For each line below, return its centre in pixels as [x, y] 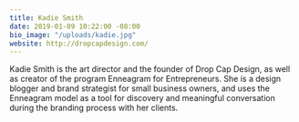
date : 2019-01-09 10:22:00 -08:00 [75, 26]
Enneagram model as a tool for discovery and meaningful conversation [142, 98]
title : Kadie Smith [46, 18]
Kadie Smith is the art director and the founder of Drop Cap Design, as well [150, 69]
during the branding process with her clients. [94, 108]
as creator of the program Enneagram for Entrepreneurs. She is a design [145, 79]
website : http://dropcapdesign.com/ [79, 43]
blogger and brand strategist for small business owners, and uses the [140, 88]
